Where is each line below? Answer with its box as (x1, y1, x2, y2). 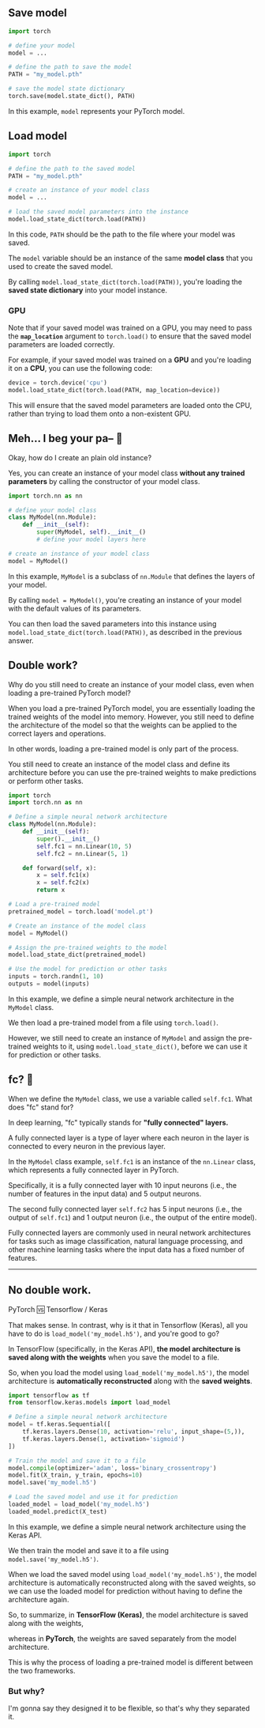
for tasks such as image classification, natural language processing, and (8, 1236, 243, 1246)
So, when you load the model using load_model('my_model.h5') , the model (8, 1367, 250, 1377)
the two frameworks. (8, 1666, 76, 1675)
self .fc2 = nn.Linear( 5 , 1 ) (36, 849, 129, 857)
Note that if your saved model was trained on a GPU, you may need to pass (8, 323, 252, 333)
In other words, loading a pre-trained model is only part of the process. (8, 743, 239, 754)
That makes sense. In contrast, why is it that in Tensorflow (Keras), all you (8, 1320, 248, 1329)
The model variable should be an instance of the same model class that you (8, 253, 253, 263)
